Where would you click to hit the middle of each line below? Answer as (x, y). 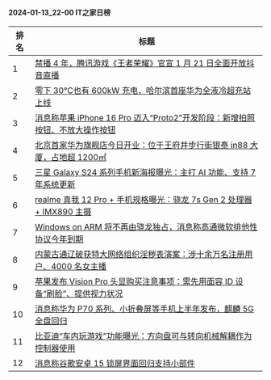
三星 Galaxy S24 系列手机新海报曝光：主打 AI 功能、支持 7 (146, 172)
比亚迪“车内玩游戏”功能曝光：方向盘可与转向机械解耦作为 (144, 336)
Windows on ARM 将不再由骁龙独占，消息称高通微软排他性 (146, 227)
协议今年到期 (59, 239)
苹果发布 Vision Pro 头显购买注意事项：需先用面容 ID (134, 281)
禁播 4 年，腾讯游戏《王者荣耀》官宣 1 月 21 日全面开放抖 (145, 63)
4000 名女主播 (79, 267)
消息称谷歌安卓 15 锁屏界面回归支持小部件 (115, 364)
